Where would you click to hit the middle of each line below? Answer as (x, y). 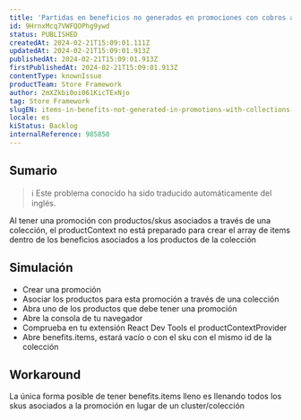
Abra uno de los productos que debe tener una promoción (129, 308)
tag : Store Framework (50, 101)
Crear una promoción (61, 289)
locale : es (30, 118)
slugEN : (24, 109)
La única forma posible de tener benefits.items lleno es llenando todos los (146, 397)
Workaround (45, 375)
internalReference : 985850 (60, 135)
